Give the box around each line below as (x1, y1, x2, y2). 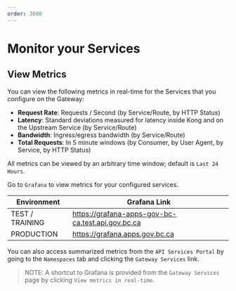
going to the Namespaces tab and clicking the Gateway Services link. (7, 254, 199, 263)
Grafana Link (126, 197, 171, 207)
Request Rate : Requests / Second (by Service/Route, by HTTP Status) (17, 108, 221, 117)
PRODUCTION (11, 229, 58, 239)
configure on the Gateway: (7, 94, 84, 103)
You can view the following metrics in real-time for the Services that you (7, 87, 216, 96)
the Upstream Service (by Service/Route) (17, 123, 137, 131)
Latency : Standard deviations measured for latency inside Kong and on (17, 115, 223, 124)
